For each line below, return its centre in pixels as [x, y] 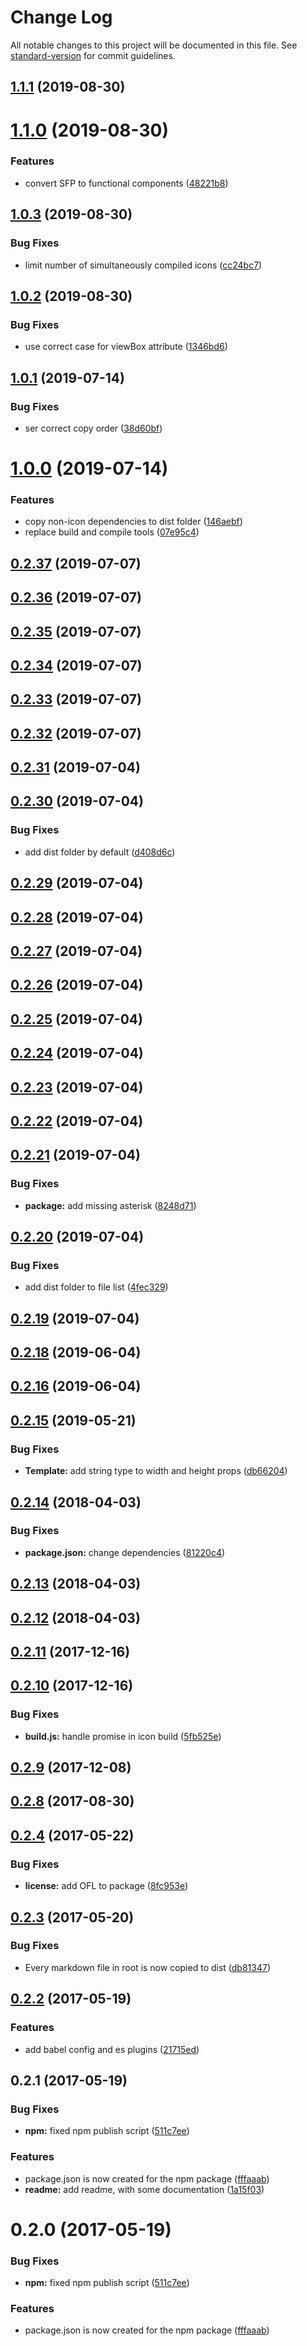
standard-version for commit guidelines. [93, 55]
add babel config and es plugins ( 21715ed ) [112, 2049]
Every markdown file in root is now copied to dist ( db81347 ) [148, 1967]
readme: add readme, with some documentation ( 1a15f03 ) [144, 2189]
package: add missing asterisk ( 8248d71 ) [110, 1205]
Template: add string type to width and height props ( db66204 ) [156, 1471]
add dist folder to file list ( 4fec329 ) [96, 1287]
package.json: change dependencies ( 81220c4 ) [125, 1552]
